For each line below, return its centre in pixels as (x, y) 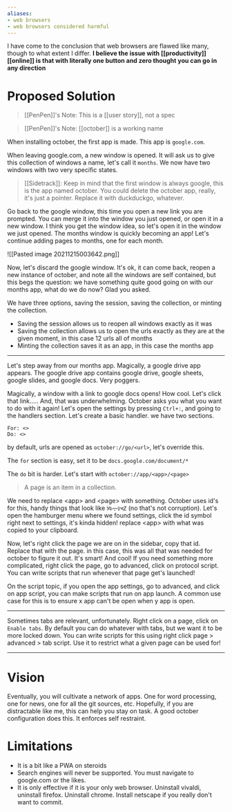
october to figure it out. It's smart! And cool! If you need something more (110, 558)
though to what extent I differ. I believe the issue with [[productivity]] (107, 53)
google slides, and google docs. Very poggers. (74, 380)
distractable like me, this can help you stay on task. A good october (103, 711)
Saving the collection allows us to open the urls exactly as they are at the (121, 331)
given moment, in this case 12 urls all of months (85, 339)
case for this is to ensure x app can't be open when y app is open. (101, 601)
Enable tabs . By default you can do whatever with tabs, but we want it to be (115, 628)
